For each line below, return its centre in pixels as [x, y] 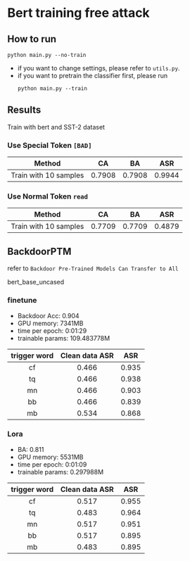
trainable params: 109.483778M [64, 338]
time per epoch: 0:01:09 [52, 464]
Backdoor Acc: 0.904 [48, 315]
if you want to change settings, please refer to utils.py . [99, 68]
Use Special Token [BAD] [50, 145]
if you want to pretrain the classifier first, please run [93, 76]
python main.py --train [52, 89]
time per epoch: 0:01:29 [52, 330]
